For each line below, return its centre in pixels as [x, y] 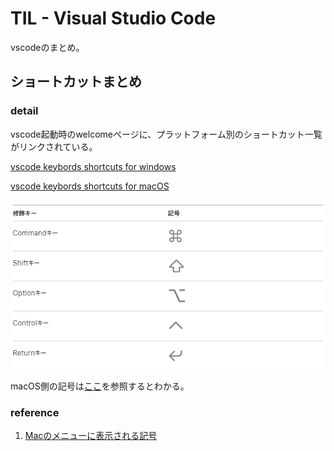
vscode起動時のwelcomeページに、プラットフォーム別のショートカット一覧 [166, 134]
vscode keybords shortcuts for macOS [90, 186]
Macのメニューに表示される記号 [91, 436]
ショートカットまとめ [76, 82]
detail [24, 111]
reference [35, 412]
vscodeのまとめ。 [47, 47]
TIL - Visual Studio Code [113, 18]
